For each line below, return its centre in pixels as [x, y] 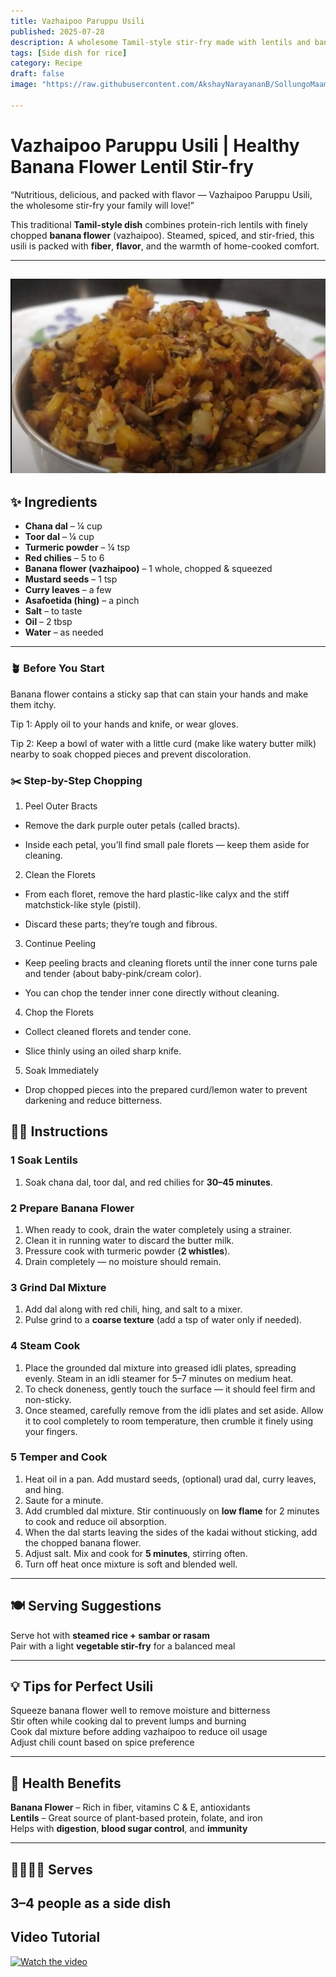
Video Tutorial [55, 1937]
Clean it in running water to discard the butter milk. [129, 1240]
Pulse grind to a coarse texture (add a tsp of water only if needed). [163, 1320]
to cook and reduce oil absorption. [95, 1521]
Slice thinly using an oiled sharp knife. [103, 1051]
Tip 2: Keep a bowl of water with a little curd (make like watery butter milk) [163, 743]
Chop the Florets [59, 1012]
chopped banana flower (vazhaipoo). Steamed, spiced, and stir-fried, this [162, 235]
